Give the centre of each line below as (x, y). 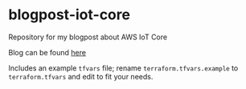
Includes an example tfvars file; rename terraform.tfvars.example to (123, 68)
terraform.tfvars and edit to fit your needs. (81, 76)
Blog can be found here (47, 52)
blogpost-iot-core (70, 15)
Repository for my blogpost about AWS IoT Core (88, 37)
